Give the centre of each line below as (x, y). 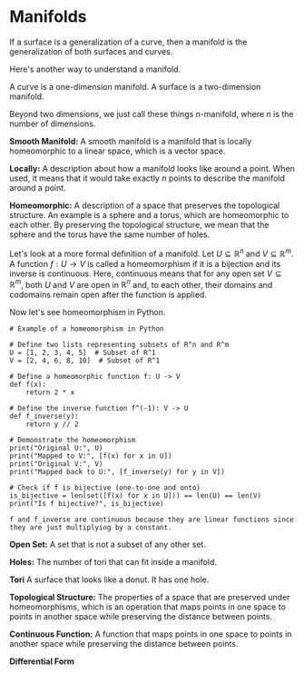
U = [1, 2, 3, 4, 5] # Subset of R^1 (83, 353)
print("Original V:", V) (56, 464)
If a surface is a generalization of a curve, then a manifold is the (128, 42)
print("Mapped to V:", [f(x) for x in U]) (91, 456)
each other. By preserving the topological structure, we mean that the (139, 224)
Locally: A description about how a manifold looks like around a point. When (152, 168)
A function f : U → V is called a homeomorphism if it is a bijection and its (145, 263)
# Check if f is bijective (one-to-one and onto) (105, 488)
